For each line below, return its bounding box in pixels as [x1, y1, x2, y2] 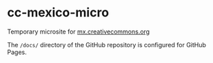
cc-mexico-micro [7, 5, 109, 21]
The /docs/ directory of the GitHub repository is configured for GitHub [7, 40, 207, 49]
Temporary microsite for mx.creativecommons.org [7, 27, 150, 36]
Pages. [7, 48, 27, 56]
